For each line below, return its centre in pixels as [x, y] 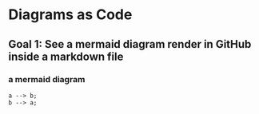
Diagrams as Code [70, 15]
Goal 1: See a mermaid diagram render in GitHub [130, 44]
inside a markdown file [66, 56]
